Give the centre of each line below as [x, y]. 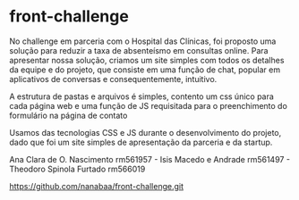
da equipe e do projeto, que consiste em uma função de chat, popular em [145, 70]
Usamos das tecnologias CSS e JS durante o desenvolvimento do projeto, [145, 132]
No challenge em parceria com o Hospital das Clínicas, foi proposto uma [143, 41]
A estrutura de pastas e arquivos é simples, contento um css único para [142, 96]
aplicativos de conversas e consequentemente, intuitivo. [113, 79]
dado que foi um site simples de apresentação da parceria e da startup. [141, 142]
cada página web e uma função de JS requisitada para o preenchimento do [149, 105]
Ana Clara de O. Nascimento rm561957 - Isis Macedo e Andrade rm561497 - [150, 159]
